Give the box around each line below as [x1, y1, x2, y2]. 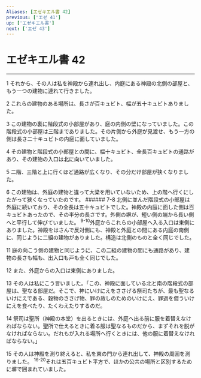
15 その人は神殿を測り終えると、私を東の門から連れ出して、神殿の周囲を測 [6, 350, 190, 357]
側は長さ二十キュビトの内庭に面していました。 [6, 136, 121, 143]
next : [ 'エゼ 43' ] [6, 25, 50, 32]
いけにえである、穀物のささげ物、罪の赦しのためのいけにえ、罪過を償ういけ [6, 295, 195, 302]
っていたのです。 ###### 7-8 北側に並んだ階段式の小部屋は [42, 196, 190, 203]
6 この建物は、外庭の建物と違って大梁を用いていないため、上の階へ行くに [6, 188, 189, 196]
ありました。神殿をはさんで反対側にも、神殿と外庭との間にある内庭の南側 [6, 226, 190, 233]
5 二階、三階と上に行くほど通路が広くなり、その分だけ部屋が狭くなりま [6, 169, 184, 176]
